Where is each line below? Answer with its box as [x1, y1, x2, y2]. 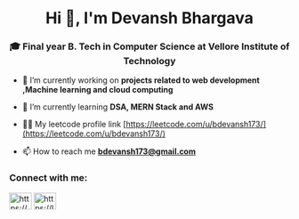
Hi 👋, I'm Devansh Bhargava [45, 8, 254, 28]
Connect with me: [9, 172, 88, 184]
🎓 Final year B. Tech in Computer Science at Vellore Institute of [9, 40, 290, 53]
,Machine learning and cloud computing [21, 85, 174, 95]
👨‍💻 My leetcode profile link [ [21, 119, 126, 130]
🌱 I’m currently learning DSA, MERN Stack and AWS [21, 101, 214, 112]
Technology [123, 55, 176, 68]
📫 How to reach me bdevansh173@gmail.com [21, 146, 196, 157]
